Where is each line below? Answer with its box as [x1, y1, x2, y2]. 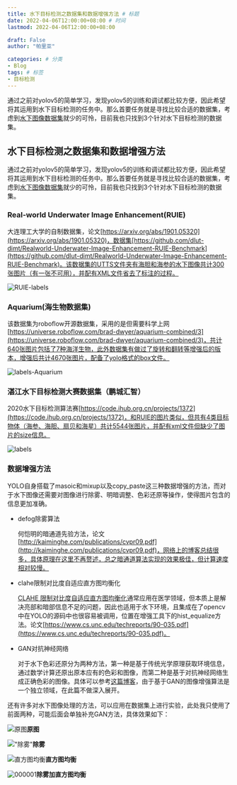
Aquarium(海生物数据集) [7, 302, 91, 312]
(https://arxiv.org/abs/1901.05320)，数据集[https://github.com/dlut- [7, 235, 204, 245]
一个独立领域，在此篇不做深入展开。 [17, 686, 124, 694]
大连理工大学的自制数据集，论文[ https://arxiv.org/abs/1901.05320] [7, 227, 200, 235]
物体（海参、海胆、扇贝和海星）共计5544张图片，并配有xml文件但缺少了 [7, 422, 219, 430]
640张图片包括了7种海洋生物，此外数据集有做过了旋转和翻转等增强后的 [7, 345, 215, 353]
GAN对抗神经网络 [17, 644, 69, 652]
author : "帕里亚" [7, 43, 55, 50]
